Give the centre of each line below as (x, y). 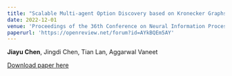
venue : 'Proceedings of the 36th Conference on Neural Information (106, 26)
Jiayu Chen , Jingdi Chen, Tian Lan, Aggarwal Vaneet (83, 52)
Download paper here (38, 65)
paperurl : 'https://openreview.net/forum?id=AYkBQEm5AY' (91, 33)
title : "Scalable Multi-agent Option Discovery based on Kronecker (106, 13)
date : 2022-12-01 (32, 20)
